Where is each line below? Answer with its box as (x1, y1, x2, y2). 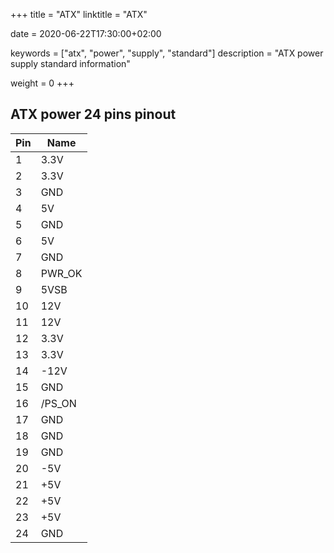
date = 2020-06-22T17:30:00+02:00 (10, 28, 162, 39)
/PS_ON (40, 396, 77, 410)
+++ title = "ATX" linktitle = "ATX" (10, 9, 148, 20)
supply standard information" (10, 58, 131, 69)
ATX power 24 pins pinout (10, 106, 177, 123)
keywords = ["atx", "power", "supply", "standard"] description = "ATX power (10, 47, 324, 59)
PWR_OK (40, 266, 83, 280)
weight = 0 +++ (10, 77, 75, 89)
